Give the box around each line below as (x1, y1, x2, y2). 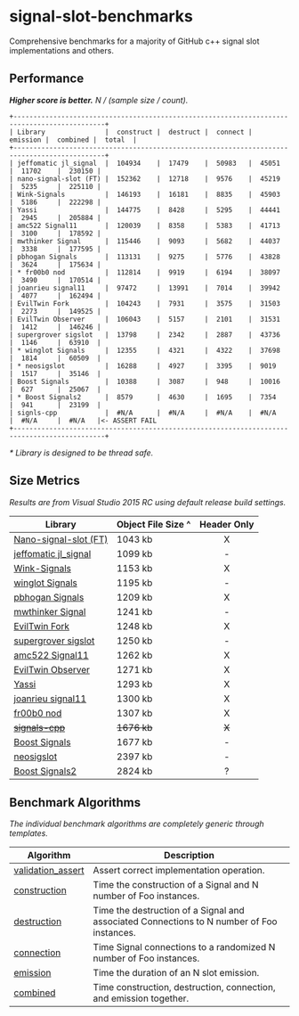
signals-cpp (13, 721, 65, 733)
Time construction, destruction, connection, (93, 981, 276, 994)
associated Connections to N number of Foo (93, 915, 278, 928)
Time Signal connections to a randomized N (93, 941, 276, 954)
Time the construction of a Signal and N (93, 879, 259, 891)
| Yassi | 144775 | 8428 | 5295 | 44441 (9, 205, 280, 215)
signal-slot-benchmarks (9, 6, 193, 27)
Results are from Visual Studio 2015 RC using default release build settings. (9, 496, 287, 507)
